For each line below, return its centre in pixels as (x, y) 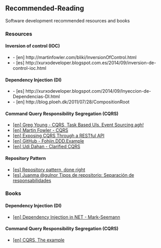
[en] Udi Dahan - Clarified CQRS (46, 147)
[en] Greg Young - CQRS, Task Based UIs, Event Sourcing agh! (78, 125)
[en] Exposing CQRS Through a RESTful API (58, 136)
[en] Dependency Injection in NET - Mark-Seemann (66, 217)
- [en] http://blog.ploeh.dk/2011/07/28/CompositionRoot (71, 102)
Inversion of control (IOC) (33, 46)
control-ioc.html (29, 68)
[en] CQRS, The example (39, 240)
